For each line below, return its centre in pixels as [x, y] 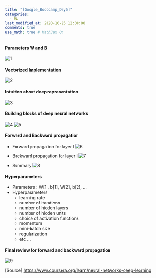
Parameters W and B [26, 48]
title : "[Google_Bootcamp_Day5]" [39, 9]
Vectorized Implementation [33, 70]
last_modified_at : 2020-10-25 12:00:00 [45, 23]
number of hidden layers [44, 208]
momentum [31, 223]
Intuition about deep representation [42, 92]
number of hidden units [43, 213]
